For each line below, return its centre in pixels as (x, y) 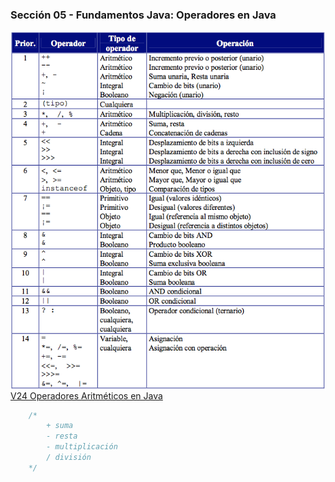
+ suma (60, 426)
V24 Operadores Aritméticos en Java (86, 395)
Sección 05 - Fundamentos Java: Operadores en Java (143, 15)
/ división (69, 458)
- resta (62, 436)
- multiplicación (82, 447)
